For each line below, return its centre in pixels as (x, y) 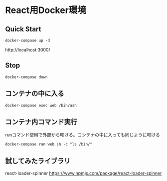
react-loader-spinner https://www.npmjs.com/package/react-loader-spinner (83, 173)
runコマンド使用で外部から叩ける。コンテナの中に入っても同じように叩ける (83, 135)
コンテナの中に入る (35, 94)
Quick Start (23, 29)
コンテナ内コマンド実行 (41, 122)
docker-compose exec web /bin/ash (41, 105)
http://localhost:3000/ (28, 50)
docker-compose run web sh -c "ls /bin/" (49, 144)
